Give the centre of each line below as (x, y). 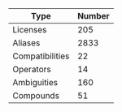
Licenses (30, 30)
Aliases (26, 43)
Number (93, 16)
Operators (32, 69)
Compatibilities (41, 56)
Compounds (36, 95)
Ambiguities (35, 82)
